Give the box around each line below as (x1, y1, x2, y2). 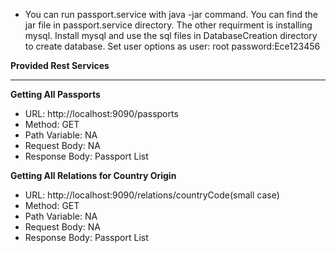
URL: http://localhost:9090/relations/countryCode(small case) (24, 189, 280, 201)
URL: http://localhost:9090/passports (24, 108, 179, 119)
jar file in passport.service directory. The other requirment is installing (24, 19, 313, 31)
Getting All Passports (10, 89, 101, 100)
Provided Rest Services (10, 60, 110, 71)
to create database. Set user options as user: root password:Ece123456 (24, 40, 321, 52)
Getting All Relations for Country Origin (10, 170, 177, 181)
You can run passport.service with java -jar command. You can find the (24, 9, 319, 20)
